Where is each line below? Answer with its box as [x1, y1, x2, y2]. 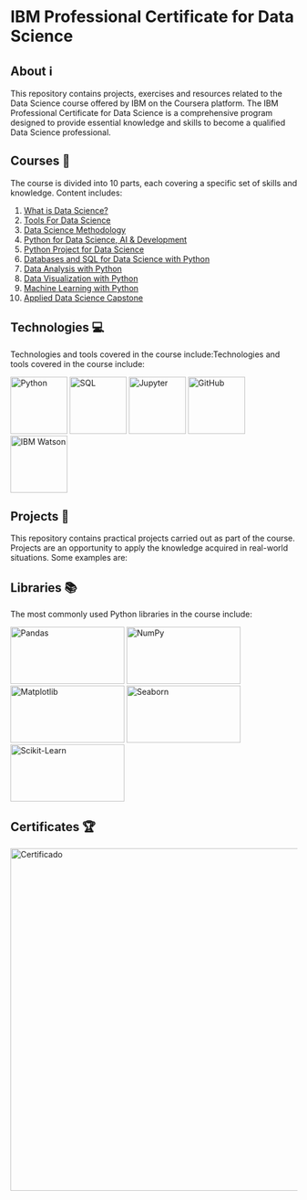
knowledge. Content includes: [10, 187, 123, 198]
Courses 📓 [10, 153, 71, 169]
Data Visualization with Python [23, 272, 138, 284]
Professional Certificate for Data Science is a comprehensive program [10, 108, 273, 118]
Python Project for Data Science [23, 244, 145, 255]
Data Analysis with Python [23, 263, 122, 274]
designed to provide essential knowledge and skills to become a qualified [10, 117, 286, 128]
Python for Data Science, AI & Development [23, 234, 188, 245]
